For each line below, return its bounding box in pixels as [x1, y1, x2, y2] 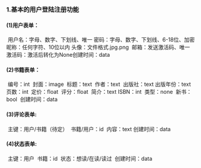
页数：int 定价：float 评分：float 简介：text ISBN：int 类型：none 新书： [6, 88, 192, 95]
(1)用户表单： [6, 21, 39, 28]
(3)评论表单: [6, 111, 37, 118]
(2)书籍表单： [6, 66, 40, 73]
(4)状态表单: [6, 140, 37, 147]
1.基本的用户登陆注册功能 [6, 5, 80, 13]
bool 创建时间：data [6, 95, 58, 103]
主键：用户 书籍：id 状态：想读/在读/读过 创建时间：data [7, 155, 153, 162]
